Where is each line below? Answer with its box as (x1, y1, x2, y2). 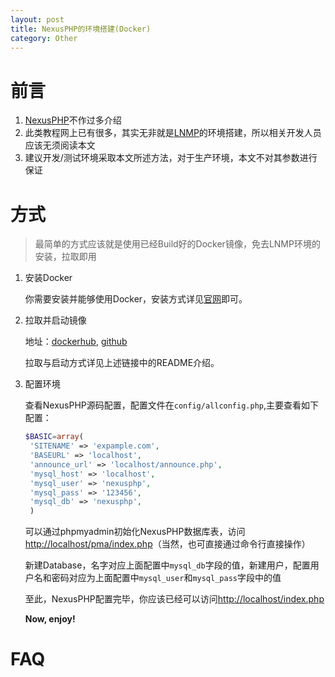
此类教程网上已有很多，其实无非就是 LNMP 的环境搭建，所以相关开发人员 (24, 127, 322, 139)
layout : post (10, 14, 65, 25)
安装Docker (24, 272, 73, 284)
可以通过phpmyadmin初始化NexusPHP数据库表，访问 (24, 526, 246, 538)
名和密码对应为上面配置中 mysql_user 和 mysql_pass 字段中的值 (33, 572, 282, 584)
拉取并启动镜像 (24, 314, 87, 326)
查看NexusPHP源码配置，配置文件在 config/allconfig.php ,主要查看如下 (24, 399, 320, 411)
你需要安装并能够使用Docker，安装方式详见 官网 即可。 (24, 293, 248, 305)
